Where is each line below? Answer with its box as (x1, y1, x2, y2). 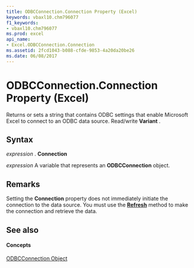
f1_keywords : (6, 20, 39, 26)
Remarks (6, 179, 41, 189)
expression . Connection (6, 150, 67, 158)
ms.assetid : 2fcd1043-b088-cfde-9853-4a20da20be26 (6, 48, 135, 54)
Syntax (6, 135, 33, 145)
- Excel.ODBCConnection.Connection (6, 42, 95, 48)
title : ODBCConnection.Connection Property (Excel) (6, 8, 137, 15)
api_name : (6, 36, 31, 42)
